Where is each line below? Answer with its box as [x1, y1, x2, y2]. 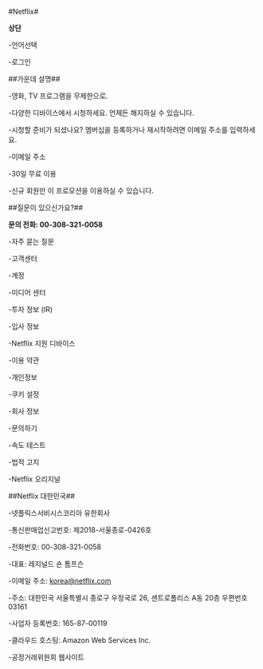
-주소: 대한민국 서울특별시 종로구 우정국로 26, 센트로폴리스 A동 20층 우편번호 [8, 593, 249, 602]
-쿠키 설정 [8, 390, 40, 398]
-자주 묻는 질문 [8, 237, 54, 246]
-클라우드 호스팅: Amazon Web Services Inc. [8, 635, 151, 645]
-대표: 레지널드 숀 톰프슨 [8, 559, 84, 568]
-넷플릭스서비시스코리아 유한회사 [8, 509, 110, 517]
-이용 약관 [8, 355, 40, 365]
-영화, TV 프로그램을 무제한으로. [8, 91, 108, 101]
